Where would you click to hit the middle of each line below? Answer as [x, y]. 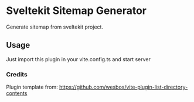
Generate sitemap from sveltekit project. [55, 27]
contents [17, 93]
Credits [17, 74]
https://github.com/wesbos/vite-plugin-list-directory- [123, 87]
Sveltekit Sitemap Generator [76, 11]
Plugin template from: [32, 87]
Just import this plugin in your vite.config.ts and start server [79, 59]
